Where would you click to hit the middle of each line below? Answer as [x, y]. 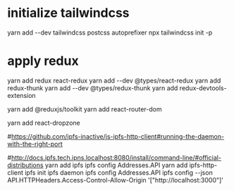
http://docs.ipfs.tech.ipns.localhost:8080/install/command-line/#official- [116, 157]
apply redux [43, 61]
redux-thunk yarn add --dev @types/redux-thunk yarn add [93, 88]
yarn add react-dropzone [44, 123]
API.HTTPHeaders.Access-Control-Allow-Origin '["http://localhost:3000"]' [116, 180]
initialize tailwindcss [68, 13]
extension [22, 95]
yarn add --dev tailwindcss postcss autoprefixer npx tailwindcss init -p [110, 32]
